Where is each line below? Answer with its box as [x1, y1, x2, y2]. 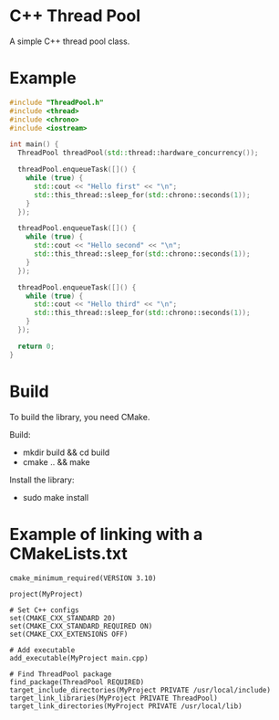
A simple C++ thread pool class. [9, 36, 130, 47]
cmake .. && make [22, 456, 91, 467]
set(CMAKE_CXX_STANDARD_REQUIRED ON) [9, 621, 153, 630]
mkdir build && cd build [22, 447, 110, 458]
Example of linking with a [9, 524, 203, 545]
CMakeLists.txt [9, 543, 128, 564]
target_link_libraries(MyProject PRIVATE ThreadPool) [9, 694, 219, 703]
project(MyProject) [9, 589, 84, 598]
